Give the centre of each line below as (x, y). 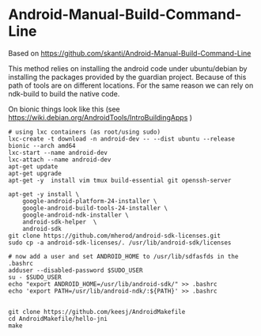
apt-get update (33, 166)
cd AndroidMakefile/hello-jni (58, 319)
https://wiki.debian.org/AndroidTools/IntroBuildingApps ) (100, 117)
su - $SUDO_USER (35, 277)
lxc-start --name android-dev (58, 153)
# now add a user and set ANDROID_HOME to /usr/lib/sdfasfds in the (123, 256)
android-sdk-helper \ (60, 222)
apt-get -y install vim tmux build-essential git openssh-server (120, 180)
